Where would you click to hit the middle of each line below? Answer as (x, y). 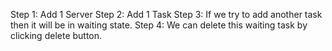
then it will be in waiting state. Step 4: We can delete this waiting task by (159, 25)
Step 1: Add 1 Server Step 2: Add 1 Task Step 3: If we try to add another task (166, 14)
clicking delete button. (56, 35)
